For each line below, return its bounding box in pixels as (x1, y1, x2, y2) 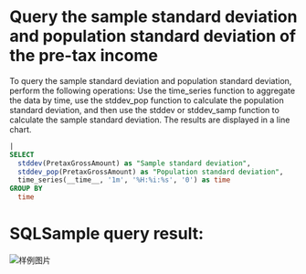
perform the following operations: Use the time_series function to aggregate (9, 85, 295, 96)
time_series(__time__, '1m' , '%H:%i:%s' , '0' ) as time (17, 175, 231, 184)
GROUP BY (9, 184, 43, 194)
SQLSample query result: (9, 224, 204, 244)
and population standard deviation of (9, 26, 297, 47)
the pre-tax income (9, 46, 158, 66)
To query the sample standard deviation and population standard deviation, (9, 75, 292, 86)
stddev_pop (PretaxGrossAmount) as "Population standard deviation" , (17, 167, 284, 176)
